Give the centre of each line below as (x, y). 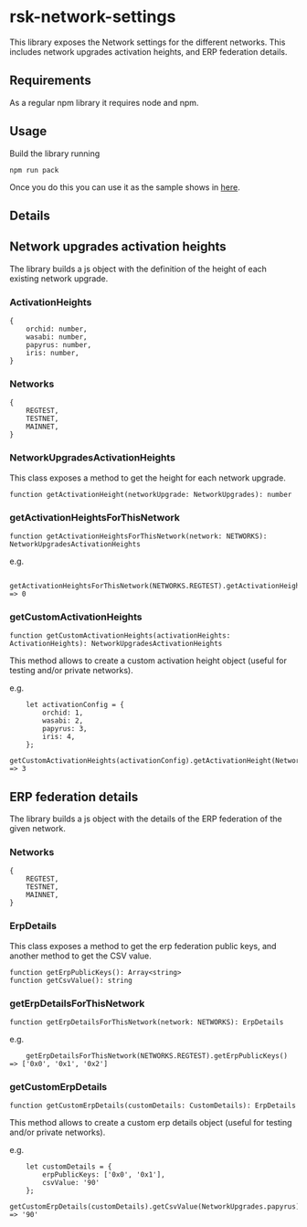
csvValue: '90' (71, 1183)
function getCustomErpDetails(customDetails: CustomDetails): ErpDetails (153, 1106)
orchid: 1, (63, 713)
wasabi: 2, (63, 721)
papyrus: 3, (65, 729)
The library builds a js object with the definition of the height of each (138, 269)
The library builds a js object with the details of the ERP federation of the (146, 819)
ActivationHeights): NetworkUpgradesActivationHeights (116, 644)
